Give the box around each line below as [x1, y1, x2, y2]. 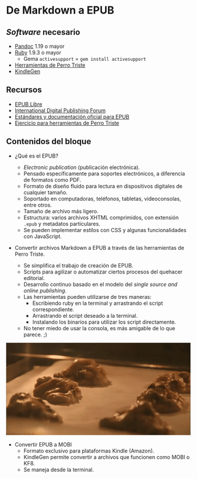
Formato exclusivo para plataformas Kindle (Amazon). [23, 447, 155, 454]
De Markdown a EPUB [6, 4, 114, 17]
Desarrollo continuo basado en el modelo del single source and [23, 281, 178, 288]
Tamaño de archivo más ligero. [23, 207, 98, 214]
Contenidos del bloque [6, 136, 91, 146]
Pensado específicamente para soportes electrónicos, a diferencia [23, 170, 185, 177]
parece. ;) [23, 331, 47, 338]
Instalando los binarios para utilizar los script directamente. [32, 318, 176, 325]
